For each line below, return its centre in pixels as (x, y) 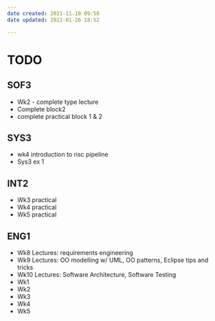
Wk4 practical (37, 208)
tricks (25, 267)
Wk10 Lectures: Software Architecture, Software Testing (97, 274)
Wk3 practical (37, 200)
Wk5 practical (37, 214)
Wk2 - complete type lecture (58, 102)
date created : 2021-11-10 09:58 (53, 13)
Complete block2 (41, 109)
